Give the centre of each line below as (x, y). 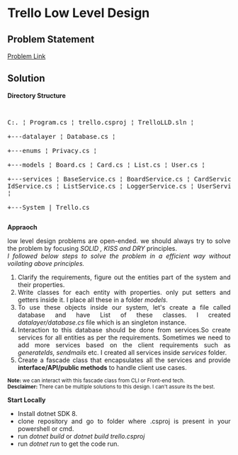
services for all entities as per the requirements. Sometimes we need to (124, 337)
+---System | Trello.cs (49, 207)
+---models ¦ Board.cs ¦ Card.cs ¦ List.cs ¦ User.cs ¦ (106, 165)
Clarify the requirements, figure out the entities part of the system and (124, 277)
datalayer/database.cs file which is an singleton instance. (102, 322)
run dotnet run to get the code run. (68, 444)
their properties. (41, 284)
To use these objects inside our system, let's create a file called (124, 307)
